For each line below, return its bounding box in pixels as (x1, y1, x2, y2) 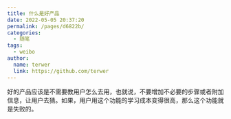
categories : (7, 29, 41, 36)
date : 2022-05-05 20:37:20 (7, 17, 85, 23)
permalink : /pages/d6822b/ (7, 23, 85, 30)
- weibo (13, 49, 36, 56)
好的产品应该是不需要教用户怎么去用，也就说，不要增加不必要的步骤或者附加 (7, 87, 224, 96)
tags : (7, 42, 23, 49)
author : (7, 55, 30, 62)
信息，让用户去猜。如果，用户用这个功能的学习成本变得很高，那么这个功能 (7, 96, 218, 104)
